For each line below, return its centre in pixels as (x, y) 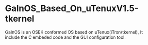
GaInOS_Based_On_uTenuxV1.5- (72, 8)
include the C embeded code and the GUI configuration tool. (66, 37)
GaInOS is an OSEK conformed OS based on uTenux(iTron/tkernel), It (74, 32)
